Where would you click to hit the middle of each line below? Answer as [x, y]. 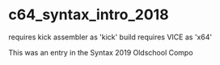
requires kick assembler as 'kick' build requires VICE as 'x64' [110, 37]
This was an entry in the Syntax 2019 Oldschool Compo [101, 52]
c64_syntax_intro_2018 [89, 15]
